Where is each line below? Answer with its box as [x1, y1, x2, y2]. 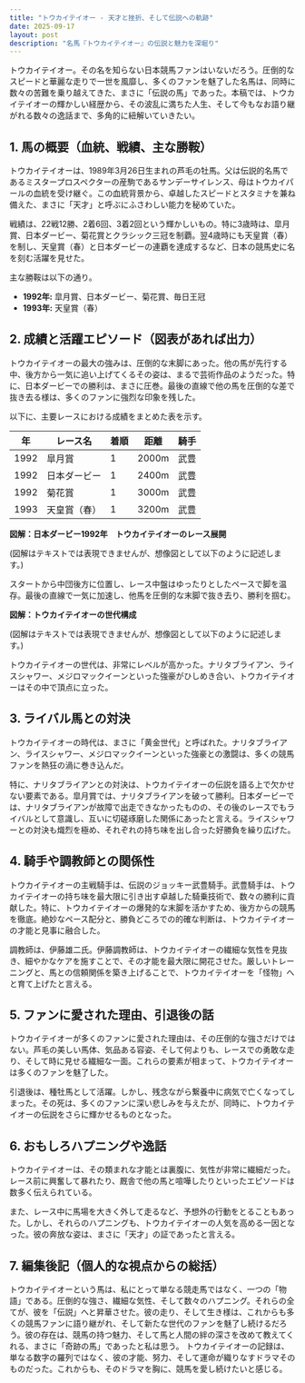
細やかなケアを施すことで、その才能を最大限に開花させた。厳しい [25, 955, 271, 966]
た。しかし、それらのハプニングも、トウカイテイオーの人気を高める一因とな [9, 1218, 295, 1229]
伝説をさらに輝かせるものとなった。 [40, 1109, 177, 1120]
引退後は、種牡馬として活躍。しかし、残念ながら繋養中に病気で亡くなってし [9, 1087, 295, 1098]
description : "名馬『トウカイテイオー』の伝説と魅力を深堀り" [9, 38, 220, 48]
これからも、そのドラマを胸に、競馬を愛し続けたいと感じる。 [56, 1363, 288, 1374]
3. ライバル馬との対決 [9, 711, 131, 727]
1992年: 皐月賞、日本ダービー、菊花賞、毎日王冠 [22, 292, 206, 303]
